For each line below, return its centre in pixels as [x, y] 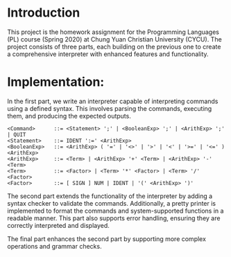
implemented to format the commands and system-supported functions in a [115, 211]
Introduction [44, 13]
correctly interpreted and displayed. [58, 225]
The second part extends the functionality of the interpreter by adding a [110, 196]
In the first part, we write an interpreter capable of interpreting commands [113, 101]
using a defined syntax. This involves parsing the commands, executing [110, 108]
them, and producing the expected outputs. [69, 116]
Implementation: [56, 82]
